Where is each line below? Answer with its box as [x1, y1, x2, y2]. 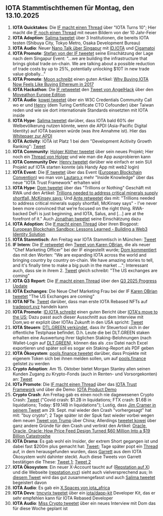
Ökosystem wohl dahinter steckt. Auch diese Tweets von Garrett [12, 454, 141, 460]
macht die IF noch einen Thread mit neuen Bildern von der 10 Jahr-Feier [12, 29, 157, 36]
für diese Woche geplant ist [12, 505, 68, 511]
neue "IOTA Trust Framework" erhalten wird [12, 180, 100, 185]
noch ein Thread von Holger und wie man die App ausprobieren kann [12, 153, 151, 160]
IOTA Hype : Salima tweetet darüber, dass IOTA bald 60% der [12, 117, 135, 123]
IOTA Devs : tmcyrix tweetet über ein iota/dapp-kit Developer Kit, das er [12, 490, 156, 496]
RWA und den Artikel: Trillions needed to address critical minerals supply [12, 190, 158, 196]
